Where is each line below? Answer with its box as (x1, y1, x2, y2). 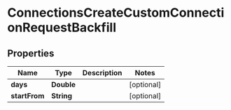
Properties (7, 47, 55, 59)
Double (51, 80, 76, 89)
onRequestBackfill (7, 19, 117, 36)
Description (82, 68, 122, 77)
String (51, 91, 72, 100)
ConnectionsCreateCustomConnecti (7, 5, 225, 21)
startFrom (10, 91, 45, 100)
